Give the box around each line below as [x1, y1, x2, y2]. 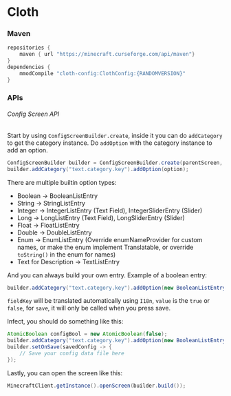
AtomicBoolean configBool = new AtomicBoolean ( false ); [7, 330, 168, 338]
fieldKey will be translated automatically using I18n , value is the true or [7, 297, 210, 305]
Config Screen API [7, 110, 60, 118]
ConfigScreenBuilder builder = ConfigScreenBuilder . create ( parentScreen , [7, 159, 223, 166]
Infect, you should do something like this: [7, 317, 124, 326]
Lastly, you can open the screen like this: [7, 368, 123, 377]
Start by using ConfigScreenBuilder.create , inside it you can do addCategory [7, 131, 223, 139]
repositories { [7, 44, 51, 52]
